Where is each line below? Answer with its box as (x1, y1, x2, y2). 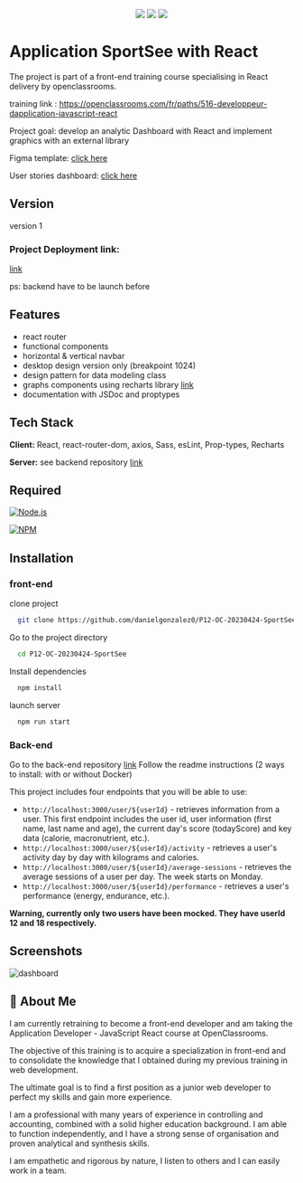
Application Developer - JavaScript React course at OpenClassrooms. (9, 1027, 269, 1038)
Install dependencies (9, 666, 87, 677)
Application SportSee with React (9, 42, 259, 62)
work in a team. (9, 1165, 68, 1176)
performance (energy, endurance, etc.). (22, 890, 170, 901)
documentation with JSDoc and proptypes (22, 389, 180, 400)
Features (9, 308, 60, 323)
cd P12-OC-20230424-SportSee (17, 649, 127, 659)
